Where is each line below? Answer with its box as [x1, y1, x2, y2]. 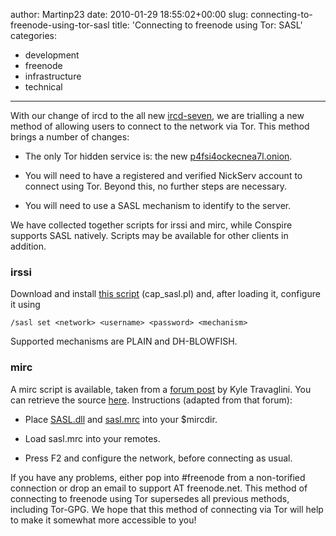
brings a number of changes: [10, 131, 130, 143]
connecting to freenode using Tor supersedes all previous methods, [10, 492, 290, 504]
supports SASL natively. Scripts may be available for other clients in [10, 230, 289, 241]
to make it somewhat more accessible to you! [10, 514, 197, 526]
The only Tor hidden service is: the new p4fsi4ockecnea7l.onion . [24, 150, 293, 162]
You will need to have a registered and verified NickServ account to [24, 170, 303, 181]
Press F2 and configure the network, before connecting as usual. [24, 452, 293, 464]
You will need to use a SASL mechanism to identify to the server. [24, 200, 292, 211]
